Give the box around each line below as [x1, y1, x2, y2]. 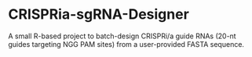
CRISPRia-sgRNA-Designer [8, 5, 190, 23]
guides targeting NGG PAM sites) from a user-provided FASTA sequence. [8, 39, 245, 48]
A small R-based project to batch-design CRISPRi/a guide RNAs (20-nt [8, 31, 237, 41]
